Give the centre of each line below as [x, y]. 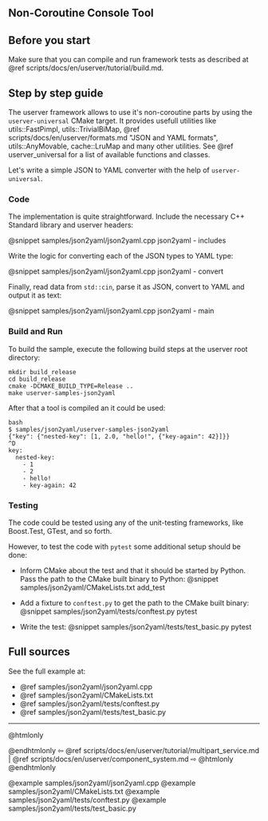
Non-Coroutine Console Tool [81, 13]
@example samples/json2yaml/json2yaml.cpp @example [102, 783]
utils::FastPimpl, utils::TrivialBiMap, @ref [74, 129]
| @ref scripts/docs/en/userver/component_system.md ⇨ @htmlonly [121, 759]
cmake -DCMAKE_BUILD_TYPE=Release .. [71, 386]
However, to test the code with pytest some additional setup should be [124, 547]
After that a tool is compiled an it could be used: [87, 408]
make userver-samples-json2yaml [62, 393]
